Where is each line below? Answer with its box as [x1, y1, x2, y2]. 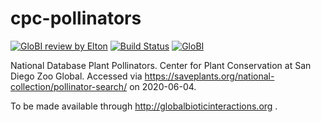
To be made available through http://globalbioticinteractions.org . [10, 100, 278, 112]
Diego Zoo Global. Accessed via [10, 70, 143, 82]
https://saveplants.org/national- [144, 70, 275, 82]
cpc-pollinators [10, 7, 142, 30]
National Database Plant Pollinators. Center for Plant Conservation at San [10, 59, 312, 71]
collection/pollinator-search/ [10, 80, 128, 92]
